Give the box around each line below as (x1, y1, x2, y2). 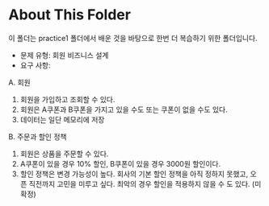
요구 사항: (19, 60, 51, 70)
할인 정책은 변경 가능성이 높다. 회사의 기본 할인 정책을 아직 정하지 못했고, (19, 169, 249, 179)
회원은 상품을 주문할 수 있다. (19, 149, 109, 159)
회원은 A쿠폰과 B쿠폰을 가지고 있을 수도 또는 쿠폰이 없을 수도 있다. (19, 105, 228, 114)
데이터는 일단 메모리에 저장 (19, 114, 105, 124)
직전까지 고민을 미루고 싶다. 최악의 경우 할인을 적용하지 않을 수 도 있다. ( (28, 179, 255, 188)
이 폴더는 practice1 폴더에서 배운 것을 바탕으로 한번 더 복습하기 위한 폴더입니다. (8, 33, 258, 43)
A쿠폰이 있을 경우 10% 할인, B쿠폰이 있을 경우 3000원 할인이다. (19, 159, 221, 168)
